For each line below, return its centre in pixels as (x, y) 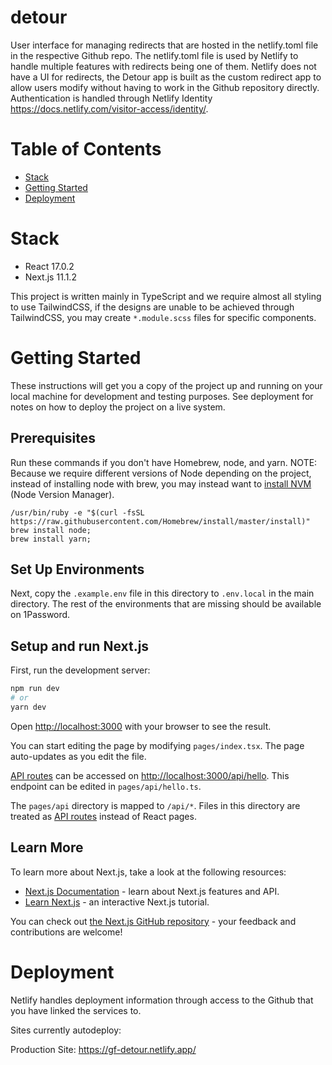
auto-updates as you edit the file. (78, 756)
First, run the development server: (80, 670)
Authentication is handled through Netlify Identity (111, 98)
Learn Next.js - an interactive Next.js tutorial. (117, 902)
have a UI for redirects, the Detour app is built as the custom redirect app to (166, 77)
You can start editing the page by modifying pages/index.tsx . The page (157, 745)
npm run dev (35, 689)
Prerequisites (53, 438)
